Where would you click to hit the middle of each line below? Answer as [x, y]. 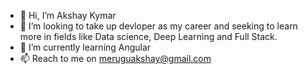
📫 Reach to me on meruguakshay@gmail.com [115, 58]
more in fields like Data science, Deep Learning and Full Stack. [148, 36]
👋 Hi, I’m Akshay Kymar [68, 15]
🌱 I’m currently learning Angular [85, 47]
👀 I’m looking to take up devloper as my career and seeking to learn [158, 26]
